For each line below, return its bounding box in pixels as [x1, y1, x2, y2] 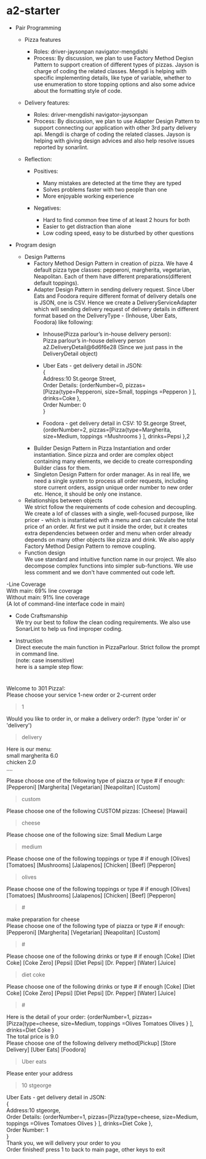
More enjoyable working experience [42, 192, 134, 200]
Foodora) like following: [33, 318, 93, 326]
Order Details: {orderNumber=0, [42, 381, 125, 389]
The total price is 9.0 [6, 1033, 59, 1040]
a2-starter [6, 4, 60, 18]
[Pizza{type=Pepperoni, [42, 388, 104, 395]
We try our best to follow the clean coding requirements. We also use [15, 619, 191, 626]
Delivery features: [24, 99, 70, 106]
